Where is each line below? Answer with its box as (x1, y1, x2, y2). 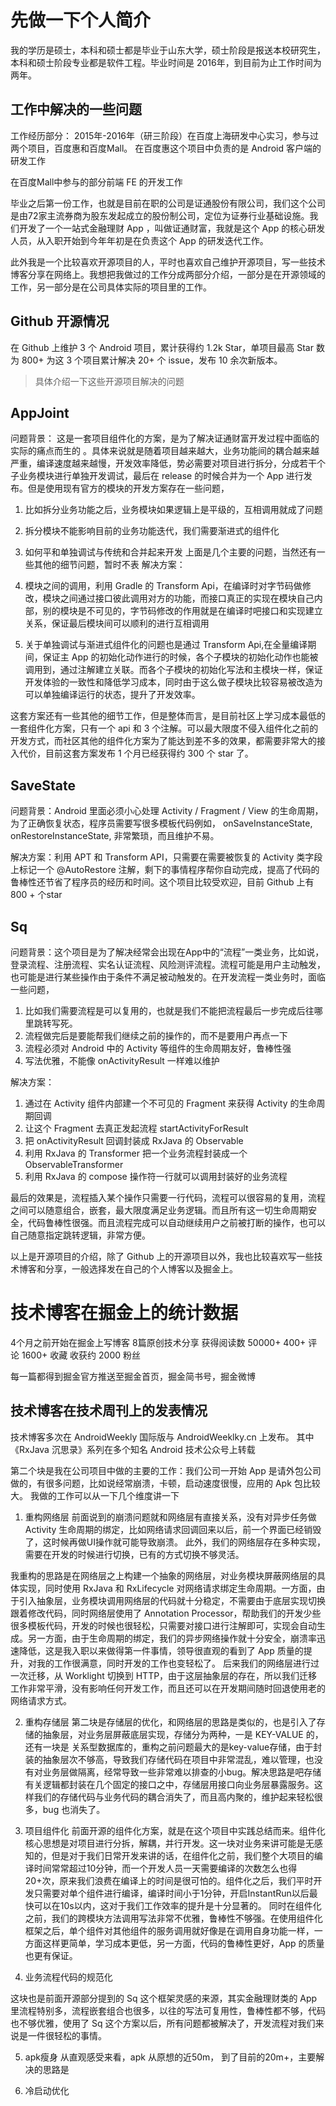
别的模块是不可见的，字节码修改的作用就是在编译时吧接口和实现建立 (42, 605, 323, 617)
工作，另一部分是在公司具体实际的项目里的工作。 (10, 281, 212, 293)
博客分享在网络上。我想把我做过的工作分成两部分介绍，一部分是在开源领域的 (10, 268, 326, 280)
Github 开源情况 (10, 313, 110, 330)
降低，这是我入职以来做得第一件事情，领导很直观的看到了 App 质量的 (18, 1644, 304, 1656)
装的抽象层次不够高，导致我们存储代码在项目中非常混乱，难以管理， (24, 1753, 306, 1765)
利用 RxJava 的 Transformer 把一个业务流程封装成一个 (24, 1147, 248, 1159)
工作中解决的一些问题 (10, 101, 142, 118)
